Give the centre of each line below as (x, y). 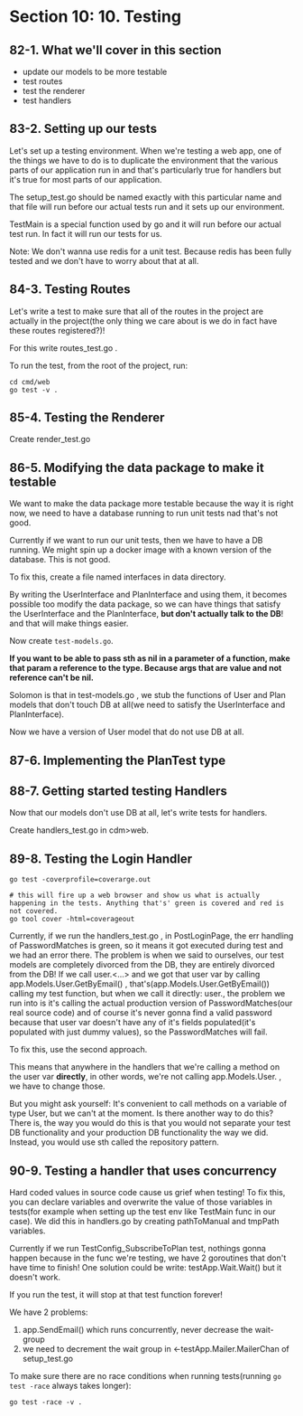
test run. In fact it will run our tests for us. (86, 233)
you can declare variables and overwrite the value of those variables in (141, 1202)
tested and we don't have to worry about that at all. (104, 260)
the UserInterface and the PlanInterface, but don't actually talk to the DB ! (147, 614)
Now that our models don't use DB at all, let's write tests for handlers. (138, 813)
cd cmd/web (30, 382)
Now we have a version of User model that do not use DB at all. (127, 732)
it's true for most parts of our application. (86, 179)
